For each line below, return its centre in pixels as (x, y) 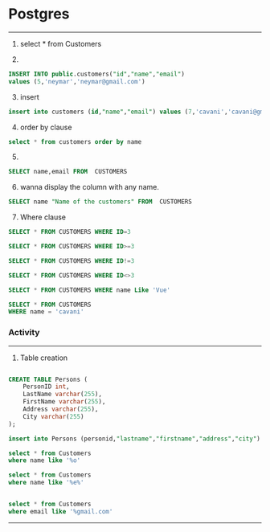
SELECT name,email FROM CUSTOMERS (68, 172)
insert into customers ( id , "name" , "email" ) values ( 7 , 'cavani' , (118, 112)
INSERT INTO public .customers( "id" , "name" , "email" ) (96, 74)
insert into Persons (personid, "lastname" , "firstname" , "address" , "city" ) (135, 439)
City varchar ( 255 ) (53, 416)
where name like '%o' (45, 460)
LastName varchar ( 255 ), (63, 395)
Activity (24, 333)
